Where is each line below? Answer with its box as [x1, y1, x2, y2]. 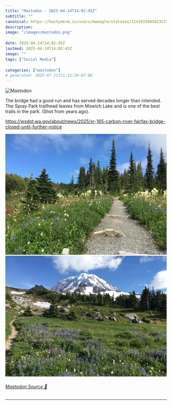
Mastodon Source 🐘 [5, 384, 48, 390]
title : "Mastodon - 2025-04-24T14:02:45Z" [5, 8, 97, 13]
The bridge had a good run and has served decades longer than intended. [5, 98, 162, 104]
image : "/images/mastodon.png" [5, 30, 72, 35]
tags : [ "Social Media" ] [5, 57, 56, 62]
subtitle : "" [5, 13, 33, 19]
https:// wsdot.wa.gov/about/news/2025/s [5, 118, 93, 125]
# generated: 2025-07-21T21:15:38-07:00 [5, 73, 93, 78]
